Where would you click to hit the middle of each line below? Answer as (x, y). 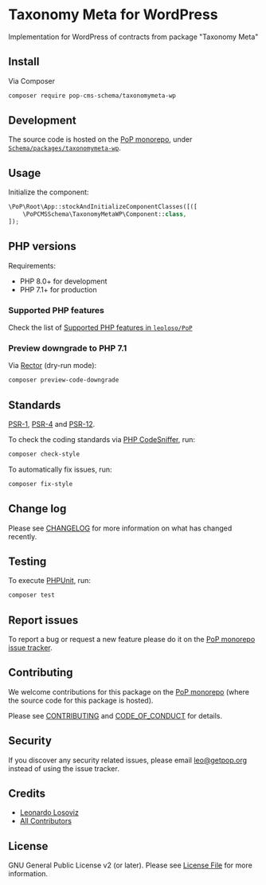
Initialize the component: (49, 192)
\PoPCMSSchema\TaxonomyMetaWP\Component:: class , (105, 214)
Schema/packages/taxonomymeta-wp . (65, 148)
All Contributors (45, 821)
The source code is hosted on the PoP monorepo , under (100, 139)
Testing (27, 561)
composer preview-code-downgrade (64, 380)
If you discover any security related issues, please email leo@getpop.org (128, 760)
